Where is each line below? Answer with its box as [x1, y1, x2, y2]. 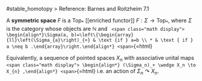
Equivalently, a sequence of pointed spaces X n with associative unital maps [6, 54, 195, 63]
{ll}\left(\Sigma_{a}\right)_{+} [6, 37, 91, 43]
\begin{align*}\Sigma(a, [6, 31, 69, 38]
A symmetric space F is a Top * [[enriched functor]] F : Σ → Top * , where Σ [6, 17, 192, 25]
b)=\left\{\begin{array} [71, 31, 134, 38]
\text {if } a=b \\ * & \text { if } [98, 37, 194, 43]
